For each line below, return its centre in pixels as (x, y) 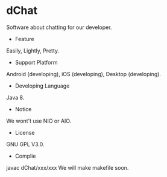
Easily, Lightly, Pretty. (33, 50)
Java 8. (15, 97)
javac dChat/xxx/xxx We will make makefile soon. (68, 167)
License (25, 132)
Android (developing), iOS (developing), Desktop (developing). (84, 74)
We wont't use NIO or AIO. (39, 121)
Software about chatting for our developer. (59, 27)
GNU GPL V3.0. (25, 144)
